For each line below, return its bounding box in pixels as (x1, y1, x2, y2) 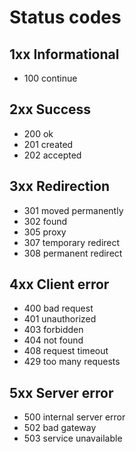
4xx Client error (9, 276, 110, 293)
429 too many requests (23, 356, 121, 368)
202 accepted (23, 149, 82, 161)
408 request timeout (23, 345, 109, 357)
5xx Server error (9, 384, 114, 401)
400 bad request (23, 302, 94, 315)
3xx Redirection (9, 178, 111, 195)
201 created (23, 138, 74, 150)
